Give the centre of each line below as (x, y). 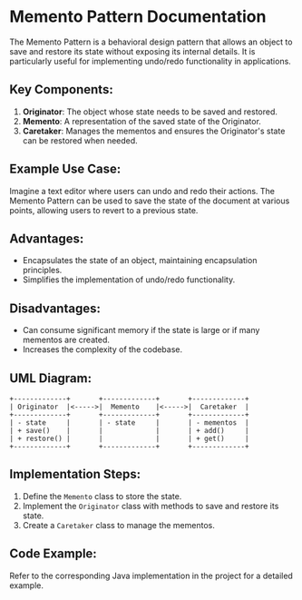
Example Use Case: (65, 169)
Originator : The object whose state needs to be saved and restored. (150, 112)
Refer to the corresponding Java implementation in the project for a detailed (151, 575)
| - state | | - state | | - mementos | (129, 423)
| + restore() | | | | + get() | (129, 438)
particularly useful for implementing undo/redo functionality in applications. (151, 61)
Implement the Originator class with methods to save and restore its (151, 506)
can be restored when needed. (80, 140)
